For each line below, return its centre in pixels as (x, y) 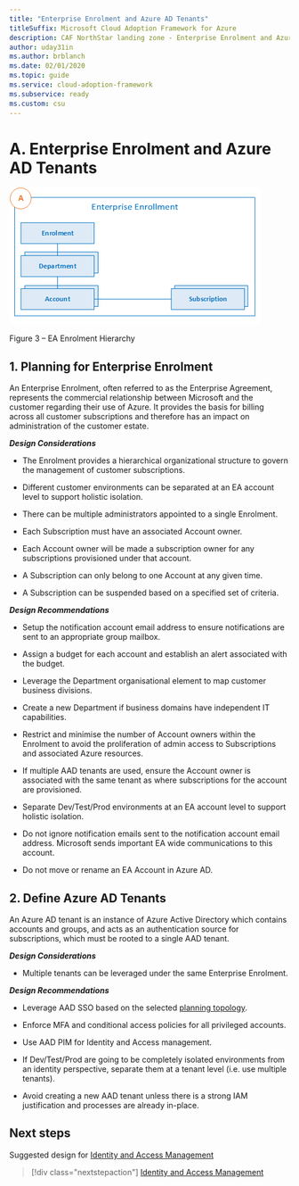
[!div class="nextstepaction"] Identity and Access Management (147, 1172)
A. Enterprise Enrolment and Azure (140, 149)
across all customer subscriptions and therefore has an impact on (129, 417)
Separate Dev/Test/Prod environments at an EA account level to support (154, 807)
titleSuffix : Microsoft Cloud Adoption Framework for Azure (123, 28)
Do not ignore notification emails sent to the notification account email (151, 834)
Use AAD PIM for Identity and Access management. (117, 1042)
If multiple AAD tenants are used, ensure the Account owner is (136, 771)
